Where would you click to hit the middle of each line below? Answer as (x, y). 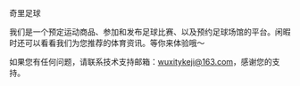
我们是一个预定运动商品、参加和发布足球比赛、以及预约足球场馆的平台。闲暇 (150, 32)
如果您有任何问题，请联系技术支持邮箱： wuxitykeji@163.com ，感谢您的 (141, 62)
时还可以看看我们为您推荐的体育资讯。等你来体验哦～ (107, 43)
